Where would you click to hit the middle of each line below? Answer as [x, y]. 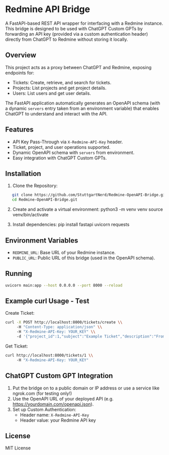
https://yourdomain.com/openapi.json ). [53, 404]
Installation [23, 173]
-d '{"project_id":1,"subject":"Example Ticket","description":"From [91, 336]
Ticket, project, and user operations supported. [61, 147]
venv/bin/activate [30, 215]
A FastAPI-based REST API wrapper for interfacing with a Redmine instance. [84, 23]
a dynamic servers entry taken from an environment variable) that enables [82, 108]
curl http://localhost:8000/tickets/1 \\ [49, 355]
